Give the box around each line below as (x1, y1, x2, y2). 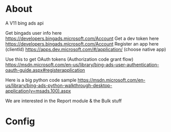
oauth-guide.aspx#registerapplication (5, 67, 85, 73)
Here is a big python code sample (5, 77, 77, 83)
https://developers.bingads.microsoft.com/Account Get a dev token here (5, 35, 159, 41)
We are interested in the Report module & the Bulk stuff (5, 98, 122, 104)
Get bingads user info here (5, 30, 62, 36)
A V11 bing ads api (5, 20, 44, 26)
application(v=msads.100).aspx (5, 87, 71, 94)
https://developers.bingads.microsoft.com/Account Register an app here (5, 40, 159, 47)
